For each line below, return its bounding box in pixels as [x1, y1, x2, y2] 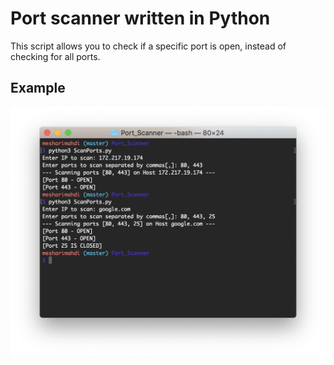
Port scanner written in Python [10, 7, 271, 30]
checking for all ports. [10, 50, 101, 62]
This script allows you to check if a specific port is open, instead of [10, 40, 287, 52]
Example [10, 80, 66, 97]
